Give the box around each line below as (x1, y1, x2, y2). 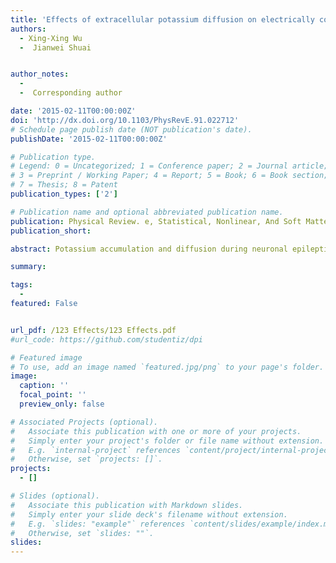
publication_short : (10, 226, 92, 236)
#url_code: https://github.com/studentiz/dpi (10, 334, 203, 345)
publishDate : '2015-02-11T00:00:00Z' (10, 134, 168, 144)
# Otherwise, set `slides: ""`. (10, 528, 155, 538)
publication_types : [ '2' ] (10, 189, 118, 199)
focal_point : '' (19, 390, 87, 400)
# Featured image (10, 352, 83, 363)
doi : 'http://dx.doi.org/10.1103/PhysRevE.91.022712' (10, 115, 240, 125)
